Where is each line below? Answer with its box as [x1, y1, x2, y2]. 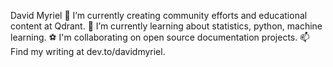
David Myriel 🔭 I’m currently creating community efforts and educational [10, 10, 308, 21]
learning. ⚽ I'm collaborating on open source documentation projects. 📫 [10, 31, 310, 43]
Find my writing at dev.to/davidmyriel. [10, 46, 166, 57]
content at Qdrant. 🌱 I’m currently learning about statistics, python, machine [10, 20, 323, 32]
